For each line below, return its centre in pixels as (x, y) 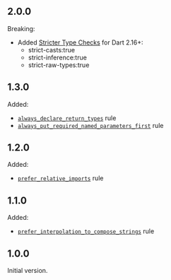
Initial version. (28, 271)
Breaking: (21, 28)
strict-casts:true (52, 49)
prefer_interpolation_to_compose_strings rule (86, 231)
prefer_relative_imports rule (60, 178)
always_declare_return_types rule (67, 118)
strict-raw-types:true (59, 65)
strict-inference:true (57, 57)
